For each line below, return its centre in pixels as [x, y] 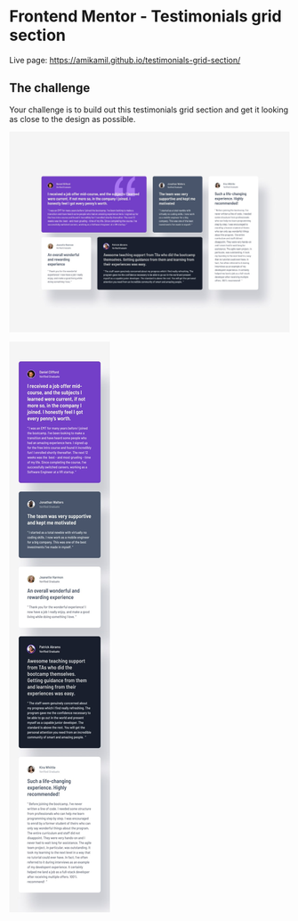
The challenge [50, 88]
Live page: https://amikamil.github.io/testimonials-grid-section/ [125, 60]
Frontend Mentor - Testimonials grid [145, 16]
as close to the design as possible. [72, 119]
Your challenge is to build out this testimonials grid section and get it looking [149, 110]
